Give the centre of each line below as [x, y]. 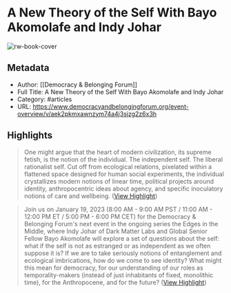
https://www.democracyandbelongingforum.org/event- [111, 106]
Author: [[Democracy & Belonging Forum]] [77, 85]
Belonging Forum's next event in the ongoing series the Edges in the [121, 224]
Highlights [30, 135]
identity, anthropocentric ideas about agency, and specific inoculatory [123, 188]
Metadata [28, 68]
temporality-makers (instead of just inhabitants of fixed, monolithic [119, 275]
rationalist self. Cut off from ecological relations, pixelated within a [118, 166]
